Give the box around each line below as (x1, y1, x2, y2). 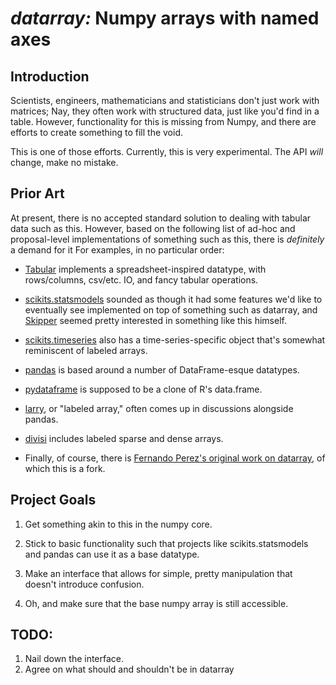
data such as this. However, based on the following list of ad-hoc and (10, 222, 296, 234)
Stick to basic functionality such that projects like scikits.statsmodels (24, 537, 309, 549)
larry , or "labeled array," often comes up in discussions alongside (24, 402, 294, 414)
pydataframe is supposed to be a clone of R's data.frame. (24, 383, 263, 395)
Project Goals (10, 492, 97, 509)
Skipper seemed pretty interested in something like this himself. (24, 314, 287, 326)
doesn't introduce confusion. (24, 578, 145, 590)
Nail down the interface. (24, 653, 125, 665)
